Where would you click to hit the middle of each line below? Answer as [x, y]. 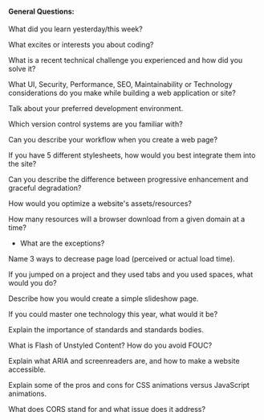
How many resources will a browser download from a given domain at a [127, 219]
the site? [22, 164]
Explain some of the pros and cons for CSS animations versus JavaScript [129, 385]
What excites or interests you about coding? [81, 45]
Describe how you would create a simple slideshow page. [104, 299]
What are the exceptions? [62, 243]
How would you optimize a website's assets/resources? [100, 204]
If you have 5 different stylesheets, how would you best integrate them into [132, 155]
